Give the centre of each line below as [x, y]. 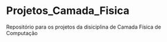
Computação [22, 33]
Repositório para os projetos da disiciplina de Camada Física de [84, 27]
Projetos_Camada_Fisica [68, 11]
